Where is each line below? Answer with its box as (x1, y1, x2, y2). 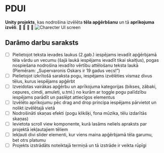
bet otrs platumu (12, 137, 46, 143)
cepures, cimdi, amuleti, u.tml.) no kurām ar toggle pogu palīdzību (12, 89, 147, 95)
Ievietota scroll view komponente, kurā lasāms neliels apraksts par (12, 121, 147, 127)
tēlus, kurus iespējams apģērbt (12, 78, 75, 84)
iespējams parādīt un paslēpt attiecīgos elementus (12, 94, 115, 100)
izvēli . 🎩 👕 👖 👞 (5, 24, 34, 30)
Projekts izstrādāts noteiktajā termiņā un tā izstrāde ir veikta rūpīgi (12, 143, 147, 149)
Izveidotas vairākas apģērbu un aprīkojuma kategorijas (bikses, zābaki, (12, 83, 157, 89)
